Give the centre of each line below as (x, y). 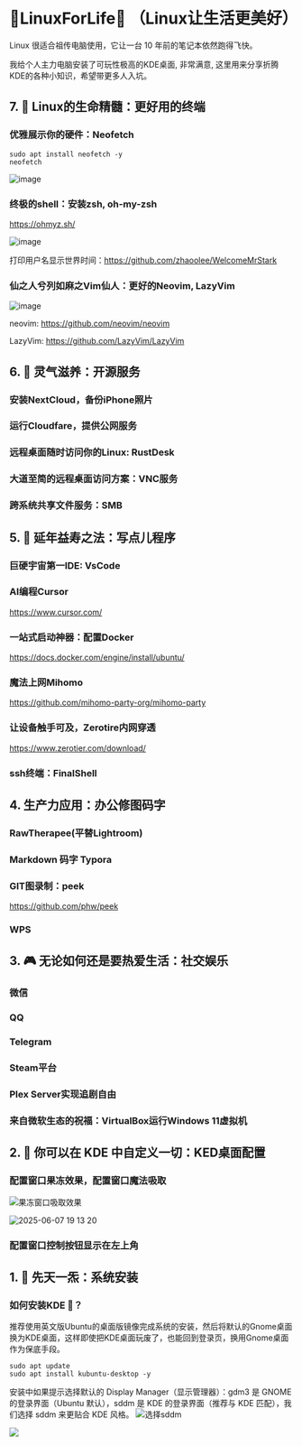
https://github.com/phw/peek (64, 906)
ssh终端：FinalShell (53, 773)
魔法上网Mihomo (46, 682)
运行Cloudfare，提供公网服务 (73, 426)
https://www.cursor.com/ (56, 612)
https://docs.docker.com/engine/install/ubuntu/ (97, 658)
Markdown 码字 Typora (61, 859)
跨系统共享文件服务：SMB (66, 505)
